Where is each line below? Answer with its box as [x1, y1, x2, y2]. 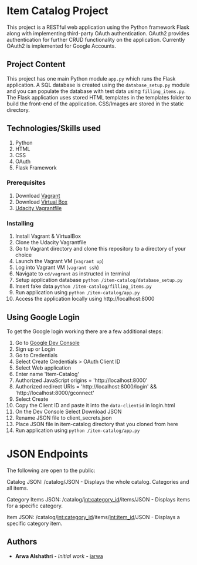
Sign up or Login [15, 345, 55, 353]
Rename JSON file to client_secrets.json [15, 414, 112, 421]
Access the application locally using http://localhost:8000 [15, 295, 155, 303]
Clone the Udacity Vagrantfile [15, 239, 87, 246]
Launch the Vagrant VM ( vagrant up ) [15, 258, 104, 265]
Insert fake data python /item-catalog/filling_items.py [15, 282, 152, 290]
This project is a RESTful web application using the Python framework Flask [6, 24, 190, 31]
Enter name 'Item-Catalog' [15, 370, 80, 377]
